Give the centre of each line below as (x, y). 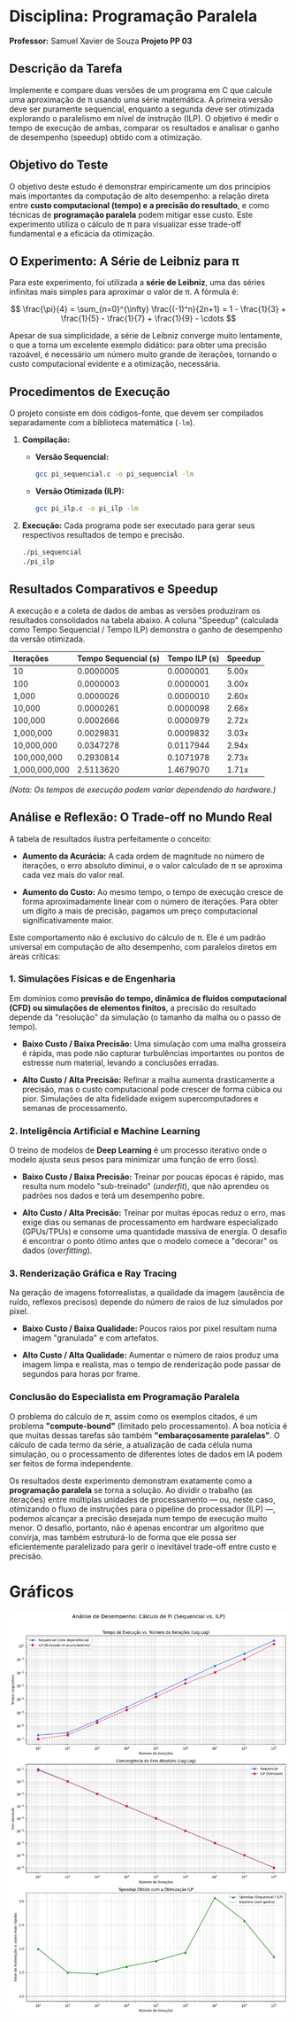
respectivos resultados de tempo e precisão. (103, 534)
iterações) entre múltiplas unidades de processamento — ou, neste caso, (142, 1499)
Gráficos (42, 1591)
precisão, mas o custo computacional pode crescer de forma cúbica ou (152, 1089)
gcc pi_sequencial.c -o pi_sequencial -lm (114, 474)
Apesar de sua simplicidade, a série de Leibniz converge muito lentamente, (146, 336)
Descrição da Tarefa (66, 69)
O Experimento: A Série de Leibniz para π (125, 261)
